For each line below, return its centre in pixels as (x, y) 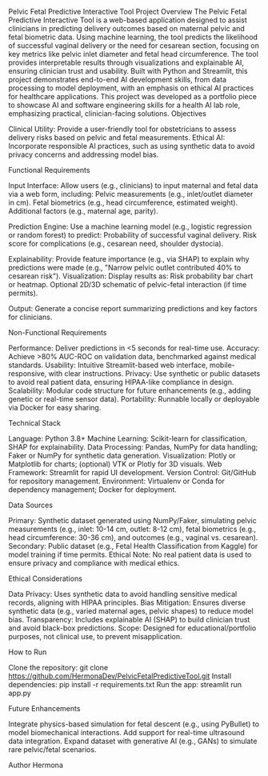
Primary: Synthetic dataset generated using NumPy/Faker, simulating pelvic (133, 520)
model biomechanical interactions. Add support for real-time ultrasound (127, 732)
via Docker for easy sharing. (55, 408)
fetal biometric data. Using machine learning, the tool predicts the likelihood (133, 37)
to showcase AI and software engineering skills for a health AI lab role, (124, 105)
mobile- (222, 365)
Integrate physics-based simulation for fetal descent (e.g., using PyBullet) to (134, 724)
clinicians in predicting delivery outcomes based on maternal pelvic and (127, 28)
